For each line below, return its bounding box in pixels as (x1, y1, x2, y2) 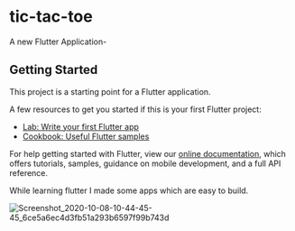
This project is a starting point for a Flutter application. (9, 86, 211, 97)
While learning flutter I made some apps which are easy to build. (9, 185, 249, 196)
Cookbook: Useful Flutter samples (22, 131, 150, 142)
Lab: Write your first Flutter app (22, 121, 140, 132)
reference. (9, 167, 48, 178)
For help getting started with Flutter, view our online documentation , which (9, 148, 287, 159)
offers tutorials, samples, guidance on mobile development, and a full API (9, 158, 281, 169)
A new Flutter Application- (9, 36, 107, 47)
